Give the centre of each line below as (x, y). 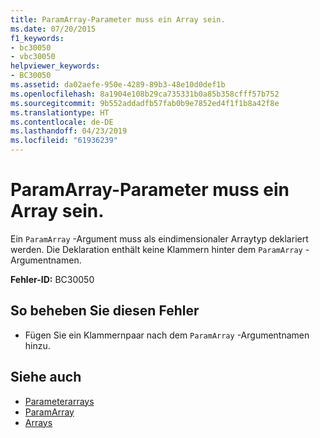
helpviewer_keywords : (55, 66)
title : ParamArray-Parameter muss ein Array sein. (118, 19)
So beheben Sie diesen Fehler (105, 311)
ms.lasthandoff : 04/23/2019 (69, 131)
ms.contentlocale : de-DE (62, 122)
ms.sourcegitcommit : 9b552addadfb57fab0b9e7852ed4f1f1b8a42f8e (145, 103)
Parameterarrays (59, 401)
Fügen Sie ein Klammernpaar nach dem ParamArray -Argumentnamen (167, 335)
